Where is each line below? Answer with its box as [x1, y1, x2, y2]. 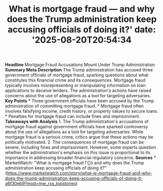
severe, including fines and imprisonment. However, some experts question [5, 144, 157, 150]
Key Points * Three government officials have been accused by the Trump [5, 98, 154, 104]
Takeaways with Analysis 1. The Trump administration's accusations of [5, 119, 149, 124]
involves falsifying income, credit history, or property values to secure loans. [5, 108, 159, 114]
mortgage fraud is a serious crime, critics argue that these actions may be [5, 134, 153, 140]
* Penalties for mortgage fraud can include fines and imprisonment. [5, 113, 140, 120]
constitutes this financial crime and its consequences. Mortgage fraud [5, 77, 146, 83]
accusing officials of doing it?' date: [7, 24, 156, 35]
